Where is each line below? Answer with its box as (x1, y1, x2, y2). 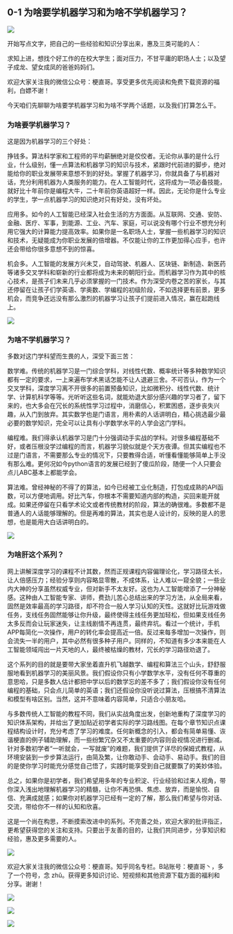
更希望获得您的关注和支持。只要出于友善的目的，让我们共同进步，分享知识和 (7, 826, 226, 834)
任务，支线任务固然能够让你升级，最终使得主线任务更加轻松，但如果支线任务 (7, 610, 226, 619)
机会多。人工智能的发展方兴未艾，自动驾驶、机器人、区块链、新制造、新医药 (7, 260, 226, 268)
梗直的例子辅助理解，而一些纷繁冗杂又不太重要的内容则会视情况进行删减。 (12, 735, 226, 744)
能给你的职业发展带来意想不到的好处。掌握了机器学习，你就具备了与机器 (7, 169, 214, 178)
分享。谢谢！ (7, 879, 44, 887)
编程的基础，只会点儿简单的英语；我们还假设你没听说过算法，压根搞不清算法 (7, 686, 226, 694)
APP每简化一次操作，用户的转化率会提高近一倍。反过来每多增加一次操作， (7, 628, 220, 636)
